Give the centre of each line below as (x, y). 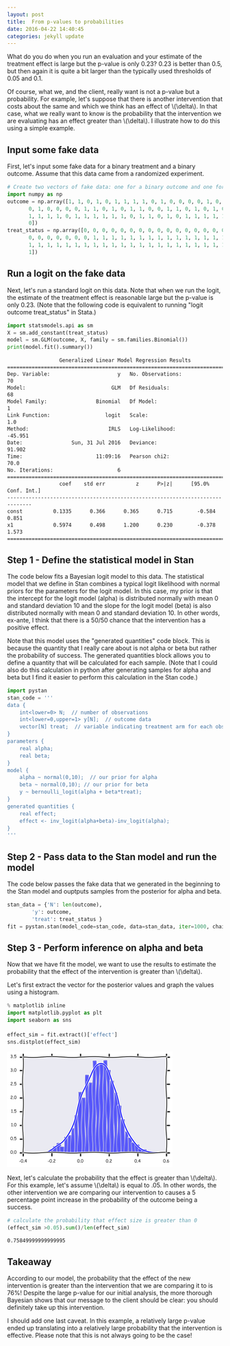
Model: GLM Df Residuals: (88, 388)
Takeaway (29, 1262)
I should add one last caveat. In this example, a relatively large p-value (106, 1321)
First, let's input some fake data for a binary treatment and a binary (101, 166)
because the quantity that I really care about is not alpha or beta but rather (112, 648)
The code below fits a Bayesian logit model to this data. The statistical (106, 576)
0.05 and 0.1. (25, 78)
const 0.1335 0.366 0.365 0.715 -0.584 (111, 511)
